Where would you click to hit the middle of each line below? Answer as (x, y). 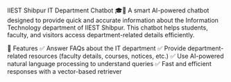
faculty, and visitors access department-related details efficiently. (101, 35)
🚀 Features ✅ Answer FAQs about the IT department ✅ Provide (97, 48)
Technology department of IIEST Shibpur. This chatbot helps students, (108, 28)
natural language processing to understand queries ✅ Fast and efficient (109, 64)
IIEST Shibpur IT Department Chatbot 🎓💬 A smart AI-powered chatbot (108, 10)
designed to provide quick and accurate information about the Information (113, 20)
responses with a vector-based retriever (65, 71)
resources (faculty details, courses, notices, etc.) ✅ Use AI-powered (126, 56)
